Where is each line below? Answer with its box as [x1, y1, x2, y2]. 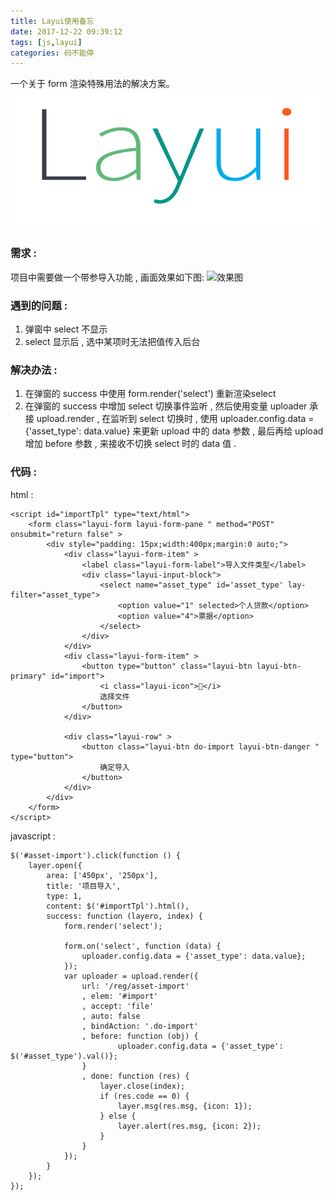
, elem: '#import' [81, 991, 159, 1001]
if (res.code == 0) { [99, 1091, 190, 1101]
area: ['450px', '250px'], [46, 870, 159, 880]
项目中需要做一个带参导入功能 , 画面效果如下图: [10, 271, 205, 283]
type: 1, [46, 891, 83, 901]
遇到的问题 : [10, 298, 68, 312]
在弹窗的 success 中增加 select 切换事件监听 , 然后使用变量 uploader [24, 400, 308, 412]
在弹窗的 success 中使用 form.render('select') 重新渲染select [24, 388, 277, 400]
